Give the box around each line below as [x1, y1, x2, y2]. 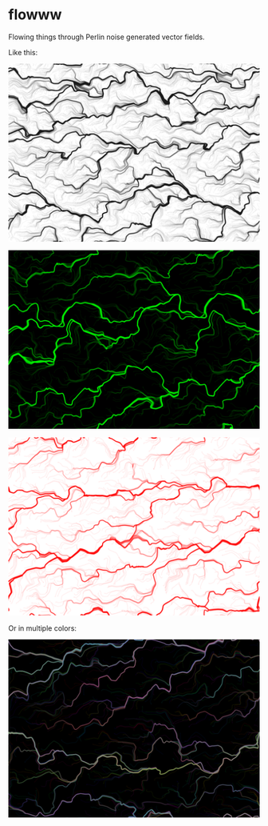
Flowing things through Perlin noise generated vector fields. [8, 32, 205, 42]
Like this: [8, 47, 38, 57]
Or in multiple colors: [8, 623, 77, 633]
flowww [8, 6, 62, 24]
